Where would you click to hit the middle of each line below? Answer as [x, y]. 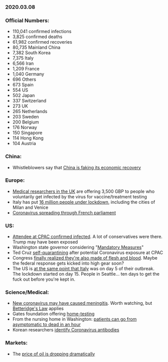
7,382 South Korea [32, 53]
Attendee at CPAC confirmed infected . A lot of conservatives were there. [88, 236]
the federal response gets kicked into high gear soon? [68, 263]
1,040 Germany [28, 74]
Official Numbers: [27, 20]
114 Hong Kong [28, 138]
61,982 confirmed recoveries [42, 42]
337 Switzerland [29, 101]
